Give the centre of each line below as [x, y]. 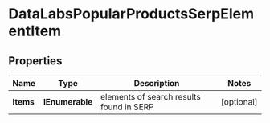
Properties [35, 61]
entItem [35, 31]
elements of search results [150, 97]
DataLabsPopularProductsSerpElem [131, 14]
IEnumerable [68, 102]
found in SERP [127, 107]
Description [157, 83]
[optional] [239, 102]
